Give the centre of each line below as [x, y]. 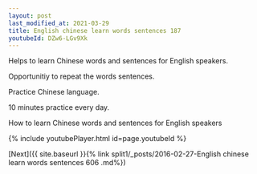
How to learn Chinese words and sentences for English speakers [115, 123]
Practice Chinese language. [54, 92]
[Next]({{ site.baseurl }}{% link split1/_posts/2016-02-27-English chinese [128, 154]
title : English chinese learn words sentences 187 [95, 30]
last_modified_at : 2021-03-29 [59, 23]
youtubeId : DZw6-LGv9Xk [48, 38]
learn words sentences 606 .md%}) [67, 163]
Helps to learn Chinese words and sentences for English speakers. [118, 61]
